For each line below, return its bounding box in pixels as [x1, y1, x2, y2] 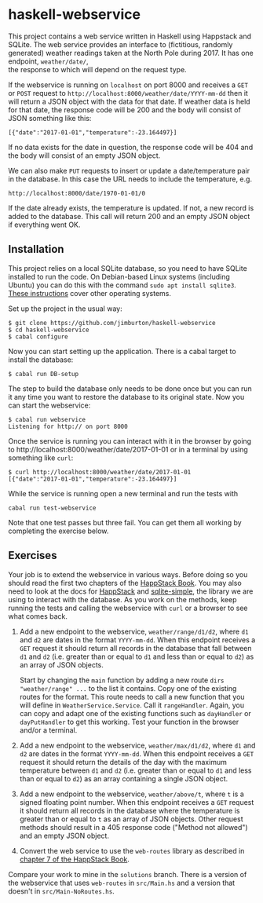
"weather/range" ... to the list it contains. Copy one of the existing [19, 683, 237, 693]
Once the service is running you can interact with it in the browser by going [8, 436, 252, 445]
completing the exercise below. [8, 526, 109, 536]
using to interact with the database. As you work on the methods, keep [8, 594, 237, 604]
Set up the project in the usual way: [8, 304, 123, 313]
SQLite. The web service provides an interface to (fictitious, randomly [8, 39, 233, 49]
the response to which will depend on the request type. [8, 64, 187, 74]
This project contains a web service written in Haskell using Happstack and [8, 31, 251, 41]
